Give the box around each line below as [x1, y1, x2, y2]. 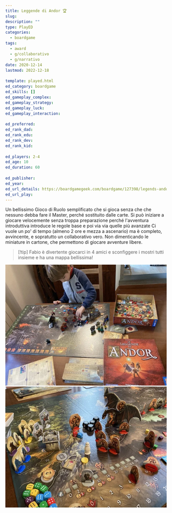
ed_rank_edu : [5, 133, 33, 138]
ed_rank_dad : [5, 127, 33, 133]
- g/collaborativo [10, 51, 50, 56]
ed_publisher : [5, 176, 36, 181]
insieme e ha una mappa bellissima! [17, 254, 93, 261]
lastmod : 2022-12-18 [5, 68, 50, 73]
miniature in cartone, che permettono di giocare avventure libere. [5, 239, 143, 245]
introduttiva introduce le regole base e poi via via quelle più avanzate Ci [5, 223, 156, 229]
